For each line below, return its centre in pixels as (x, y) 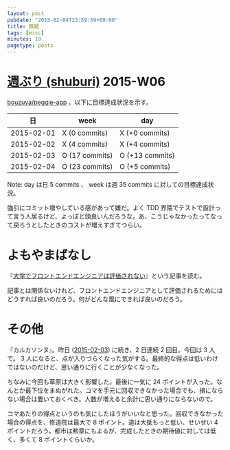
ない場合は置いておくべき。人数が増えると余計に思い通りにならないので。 (112, 399)
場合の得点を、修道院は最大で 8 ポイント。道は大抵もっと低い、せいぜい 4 (113, 422)
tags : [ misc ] (26, 33)
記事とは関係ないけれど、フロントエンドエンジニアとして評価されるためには (115, 290)
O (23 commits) (87, 166)
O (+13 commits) (147, 155)
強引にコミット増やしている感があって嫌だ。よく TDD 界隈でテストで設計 (111, 207)
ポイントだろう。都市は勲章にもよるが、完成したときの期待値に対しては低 (112, 431)
